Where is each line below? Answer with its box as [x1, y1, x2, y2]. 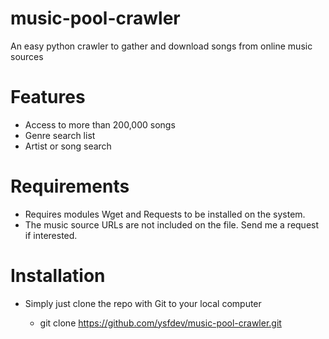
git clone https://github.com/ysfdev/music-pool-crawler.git [39, 317, 282, 329]
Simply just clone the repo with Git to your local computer [24, 297, 262, 309]
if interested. [24, 229, 78, 241]
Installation [10, 265, 106, 287]
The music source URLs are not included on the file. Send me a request [24, 218, 320, 231]
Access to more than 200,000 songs [24, 118, 176, 131]
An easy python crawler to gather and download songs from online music [10, 40, 313, 52]
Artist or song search [24, 140, 112, 152]
